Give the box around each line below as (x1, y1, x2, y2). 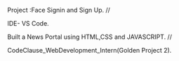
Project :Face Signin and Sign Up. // (7, 6, 111, 14)
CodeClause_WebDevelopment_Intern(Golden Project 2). (7, 46, 172, 54)
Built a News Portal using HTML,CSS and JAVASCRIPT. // (7, 33, 172, 41)
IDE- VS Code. (7, 19, 49, 27)
